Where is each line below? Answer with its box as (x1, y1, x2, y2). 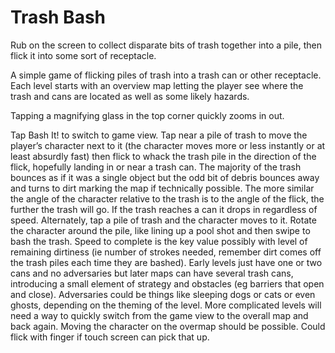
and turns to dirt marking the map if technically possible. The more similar (10, 182, 315, 194)
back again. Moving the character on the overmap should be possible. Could (10, 320, 326, 332)
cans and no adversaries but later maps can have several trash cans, (10, 267, 294, 279)
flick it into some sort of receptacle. (10, 49, 157, 61)
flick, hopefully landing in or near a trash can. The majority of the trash (10, 161, 302, 173)
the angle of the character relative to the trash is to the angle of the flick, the (10, 192, 325, 205)
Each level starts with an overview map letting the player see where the (10, 79, 304, 91)
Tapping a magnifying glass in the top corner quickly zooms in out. (10, 109, 285, 121)
